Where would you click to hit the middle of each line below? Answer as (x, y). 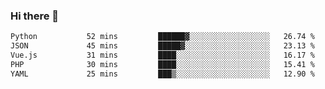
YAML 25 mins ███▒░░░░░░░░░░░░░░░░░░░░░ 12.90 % (162, 74)
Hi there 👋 (35, 16)
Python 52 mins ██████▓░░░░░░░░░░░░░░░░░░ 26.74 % (162, 37)
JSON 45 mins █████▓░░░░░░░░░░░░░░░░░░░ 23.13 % (162, 46)
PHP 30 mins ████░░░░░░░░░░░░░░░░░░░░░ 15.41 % (162, 64)
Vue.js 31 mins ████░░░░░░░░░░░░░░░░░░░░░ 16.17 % (162, 55)
